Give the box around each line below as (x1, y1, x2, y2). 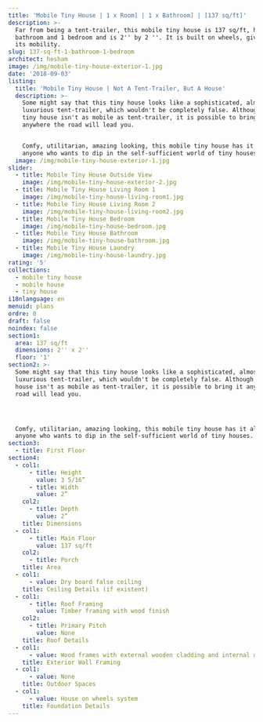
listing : (8, 77, 37, 85)
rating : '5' (8, 258, 47, 267)
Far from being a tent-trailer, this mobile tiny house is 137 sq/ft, (15, 26, 250, 34)
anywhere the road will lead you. (22, 121, 135, 129)
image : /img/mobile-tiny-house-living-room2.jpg (22, 207, 184, 216)
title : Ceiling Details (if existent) (22, 585, 149, 593)
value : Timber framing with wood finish (36, 607, 170, 615)
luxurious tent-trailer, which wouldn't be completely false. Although (15, 375, 254, 383)
